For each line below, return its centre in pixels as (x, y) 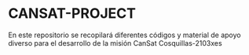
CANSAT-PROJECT (72, 14)
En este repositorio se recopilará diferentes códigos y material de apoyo (124, 35)
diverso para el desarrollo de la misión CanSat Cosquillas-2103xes (115, 43)
